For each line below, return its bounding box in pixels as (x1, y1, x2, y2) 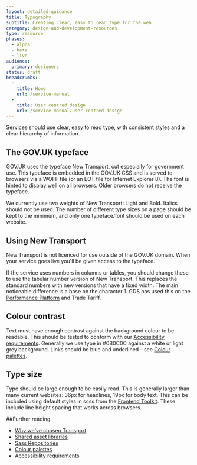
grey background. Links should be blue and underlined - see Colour (6, 345, 171, 353)
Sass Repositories (14, 439, 59, 447)
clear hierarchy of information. (6, 130, 80, 137)
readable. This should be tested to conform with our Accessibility (6, 333, 165, 340)
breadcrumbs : (6, 75, 38, 80)
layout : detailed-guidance (6, 8, 73, 15)
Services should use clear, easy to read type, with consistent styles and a (6, 124, 185, 131)
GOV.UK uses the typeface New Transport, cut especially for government (6, 163, 185, 170)
